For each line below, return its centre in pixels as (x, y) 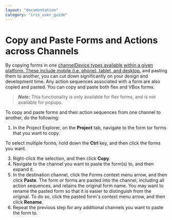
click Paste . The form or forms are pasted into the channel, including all (88, 181)
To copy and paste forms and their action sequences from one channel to (83, 112)
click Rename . (28, 202)
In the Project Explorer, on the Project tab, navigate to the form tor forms (90, 128)
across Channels (42, 51)
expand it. (23, 169)
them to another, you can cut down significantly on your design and (77, 76)
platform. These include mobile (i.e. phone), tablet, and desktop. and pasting (86, 71)
